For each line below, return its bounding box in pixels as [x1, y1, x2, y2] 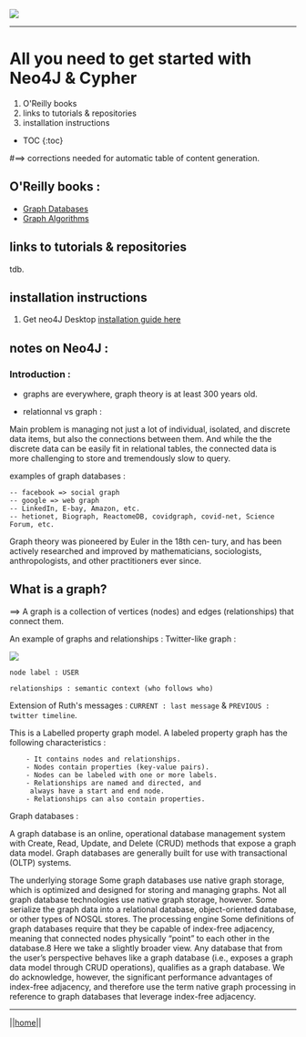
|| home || [9, 1017, 42, 1028]
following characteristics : [9, 736, 107, 747]
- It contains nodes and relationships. [25, 755, 181, 764]
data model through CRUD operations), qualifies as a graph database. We [9, 961, 285, 972]
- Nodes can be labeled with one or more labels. [25, 770, 219, 779]
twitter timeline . [9, 709, 77, 720]
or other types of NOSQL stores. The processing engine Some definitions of [9, 913, 294, 924]
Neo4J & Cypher [9, 68, 138, 88]
